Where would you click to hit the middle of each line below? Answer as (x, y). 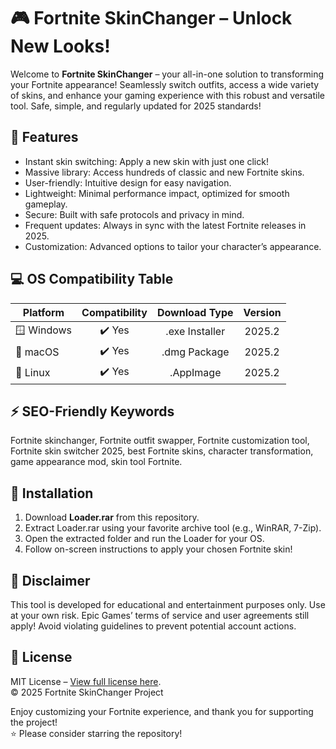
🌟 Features (44, 137)
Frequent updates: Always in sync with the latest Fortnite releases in (165, 225)
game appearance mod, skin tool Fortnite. (96, 462)
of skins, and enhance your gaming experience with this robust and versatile (167, 95)
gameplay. (46, 204)
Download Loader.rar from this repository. (112, 517)
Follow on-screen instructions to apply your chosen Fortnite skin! (158, 549)
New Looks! (60, 46)
